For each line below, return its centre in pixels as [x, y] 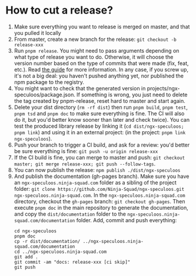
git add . [26, 257]
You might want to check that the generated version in [80, 88]
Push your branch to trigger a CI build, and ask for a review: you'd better [102, 145]
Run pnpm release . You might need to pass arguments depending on [97, 50]
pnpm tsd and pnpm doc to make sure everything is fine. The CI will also [99, 113]
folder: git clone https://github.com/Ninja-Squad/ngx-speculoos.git [99, 189]
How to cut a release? [59, 10]
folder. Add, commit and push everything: [127, 220]
